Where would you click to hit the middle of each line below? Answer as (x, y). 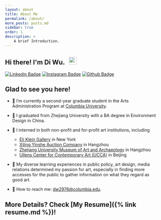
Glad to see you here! (38, 89)
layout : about (19, 9)
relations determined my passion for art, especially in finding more (78, 169)
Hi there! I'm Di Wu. (35, 62)
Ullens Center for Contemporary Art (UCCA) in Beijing (73, 155)
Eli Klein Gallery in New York (48, 139)
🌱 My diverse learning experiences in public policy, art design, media (81, 164)
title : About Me (21, 14)
